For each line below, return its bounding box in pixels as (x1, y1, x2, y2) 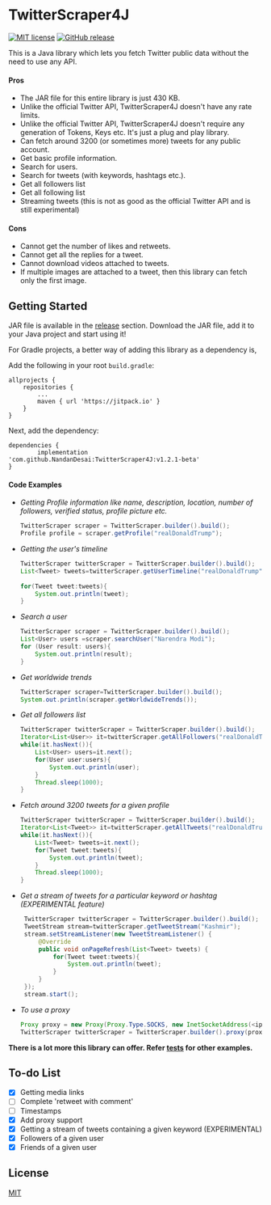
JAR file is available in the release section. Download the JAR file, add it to (8, 321, 255, 331)
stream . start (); (23, 990, 79, 998)
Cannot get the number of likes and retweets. (19, 241, 171, 252)
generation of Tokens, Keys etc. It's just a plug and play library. (19, 128, 230, 137)
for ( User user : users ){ (35, 755, 111, 763)
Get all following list (19, 188, 85, 197)
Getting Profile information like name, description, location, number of (19, 497, 253, 507)
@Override (38, 937, 72, 945)
